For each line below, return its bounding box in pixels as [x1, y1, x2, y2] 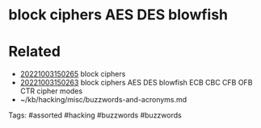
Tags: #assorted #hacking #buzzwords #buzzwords [8, 110, 182, 120]
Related [8, 43, 61, 61]
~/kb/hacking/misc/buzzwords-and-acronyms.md [19, 95, 187, 105]
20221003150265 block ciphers [19, 69, 126, 79]
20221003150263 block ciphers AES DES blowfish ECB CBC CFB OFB [19, 78, 253, 88]
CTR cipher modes [19, 86, 83, 96]
